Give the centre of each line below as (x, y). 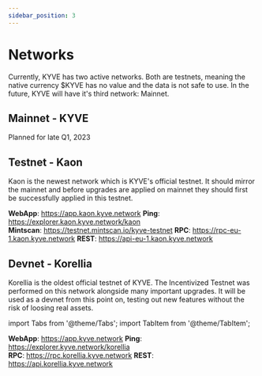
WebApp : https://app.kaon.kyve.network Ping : (84, 214)
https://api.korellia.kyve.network (60, 364)
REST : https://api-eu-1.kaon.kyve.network (145, 239)
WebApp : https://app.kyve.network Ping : (75, 338)
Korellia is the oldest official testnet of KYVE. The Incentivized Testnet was (129, 283)
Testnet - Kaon (45, 162)
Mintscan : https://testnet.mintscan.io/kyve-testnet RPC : (99, 230)
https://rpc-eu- (217, 230)
